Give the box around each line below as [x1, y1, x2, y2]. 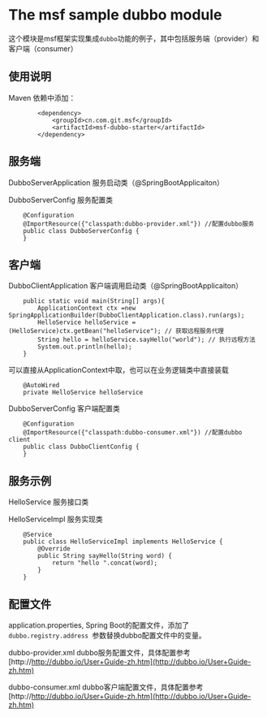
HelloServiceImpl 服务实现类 [8, 514, 103, 525]
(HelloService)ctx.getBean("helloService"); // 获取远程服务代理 [8, 327, 225, 335]
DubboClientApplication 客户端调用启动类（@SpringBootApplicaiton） [8, 281, 243, 291]
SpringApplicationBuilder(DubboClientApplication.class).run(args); [8, 311, 245, 320]
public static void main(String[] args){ [23, 297, 165, 305]
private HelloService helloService [23, 388, 144, 397]
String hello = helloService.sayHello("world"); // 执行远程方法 [37, 335, 256, 344]
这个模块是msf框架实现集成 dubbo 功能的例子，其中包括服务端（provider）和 [8, 33, 260, 43]
